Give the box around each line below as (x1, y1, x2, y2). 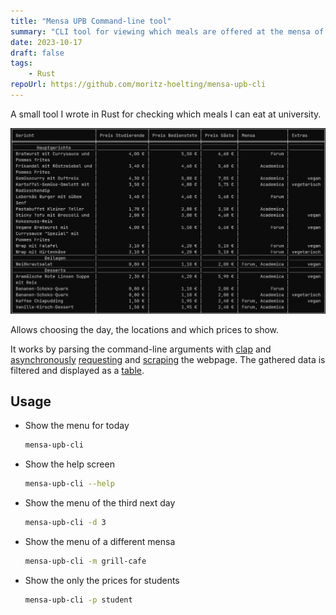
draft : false (10, 48, 65, 58)
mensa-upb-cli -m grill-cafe (24, 556, 147, 567)
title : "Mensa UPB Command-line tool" (10, 16, 172, 26)
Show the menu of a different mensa (24, 536, 176, 548)
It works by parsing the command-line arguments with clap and (10, 343, 272, 355)
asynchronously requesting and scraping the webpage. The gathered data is (10, 353, 326, 365)
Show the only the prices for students (24, 574, 180, 586)
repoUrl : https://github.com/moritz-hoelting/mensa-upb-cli (10, 80, 267, 90)
